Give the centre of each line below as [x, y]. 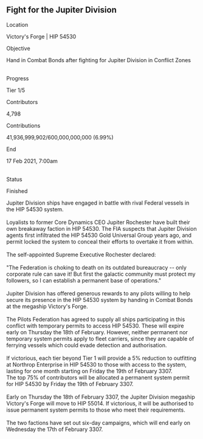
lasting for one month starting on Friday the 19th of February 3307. [89, 371]
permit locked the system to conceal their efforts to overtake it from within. [100, 241]
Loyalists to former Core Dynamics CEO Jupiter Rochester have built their [98, 222]
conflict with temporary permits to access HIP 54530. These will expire [95, 326]
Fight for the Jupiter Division [61, 10]
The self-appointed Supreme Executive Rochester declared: [81, 255]
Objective [18, 48]
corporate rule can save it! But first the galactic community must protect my [101, 274]
